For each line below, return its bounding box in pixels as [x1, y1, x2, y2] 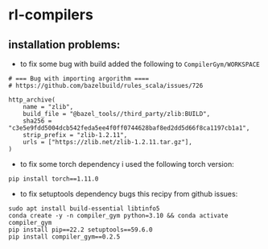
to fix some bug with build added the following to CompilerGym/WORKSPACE [19, 59, 260, 68]
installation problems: [8, 38, 121, 52]
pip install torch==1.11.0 [8, 175, 99, 183]
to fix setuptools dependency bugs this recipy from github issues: [19, 189, 238, 198]
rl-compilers [8, 6, 94, 24]
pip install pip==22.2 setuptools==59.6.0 [8, 226, 153, 234]
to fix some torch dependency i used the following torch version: [19, 160, 235, 168]
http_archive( [8, 96, 56, 104]
